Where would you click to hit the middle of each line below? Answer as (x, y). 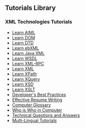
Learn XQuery (26, 79)
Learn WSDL (25, 58)
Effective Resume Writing (37, 100)
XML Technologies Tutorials (39, 22)
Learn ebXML (26, 48)
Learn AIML (23, 32)
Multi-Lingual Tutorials (34, 120)
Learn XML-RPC (28, 63)
